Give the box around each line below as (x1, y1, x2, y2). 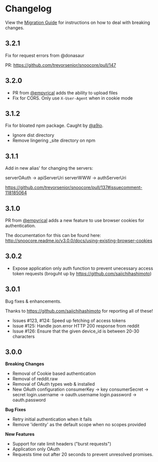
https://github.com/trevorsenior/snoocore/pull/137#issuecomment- (5, 185, 143, 191)
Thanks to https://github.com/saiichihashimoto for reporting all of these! (5, 308, 154, 314)
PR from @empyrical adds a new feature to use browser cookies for (5, 218, 145, 223)
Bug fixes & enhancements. (5, 298, 61, 304)
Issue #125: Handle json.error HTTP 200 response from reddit (12, 323, 140, 329)
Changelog (5, 3, 52, 14)
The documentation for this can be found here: (5, 232, 101, 238)
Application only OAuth (12, 446, 60, 452)
